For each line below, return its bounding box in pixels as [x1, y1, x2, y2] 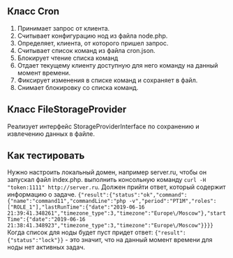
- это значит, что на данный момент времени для [65, 236, 213, 244]
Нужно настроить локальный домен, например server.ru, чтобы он [7, 168, 207, 176]
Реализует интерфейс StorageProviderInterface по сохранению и [7, 122, 200, 130]
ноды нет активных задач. [7, 243, 86, 252]
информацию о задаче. [7, 190, 77, 199]
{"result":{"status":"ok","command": [77, 192, 188, 199]
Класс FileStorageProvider [7, 104, 127, 116]
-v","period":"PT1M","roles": [128, 198, 217, 205]
